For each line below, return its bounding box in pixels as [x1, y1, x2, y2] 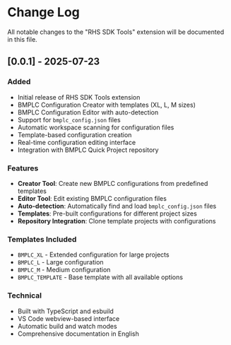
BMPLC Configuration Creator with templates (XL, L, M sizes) [17, 100, 196, 109]
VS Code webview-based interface [17, 314, 120, 322]
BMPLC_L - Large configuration [17, 258, 104, 267]
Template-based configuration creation [17, 130, 132, 139]
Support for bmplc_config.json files [17, 115, 122, 124]
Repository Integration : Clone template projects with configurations [17, 216, 216, 225]
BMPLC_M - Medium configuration [17, 266, 111, 274]
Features [7, 163, 39, 173]
